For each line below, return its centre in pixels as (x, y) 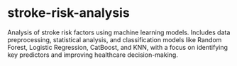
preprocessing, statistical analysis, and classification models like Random (115, 39)
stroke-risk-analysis (68, 13)
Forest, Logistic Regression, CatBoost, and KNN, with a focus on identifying (118, 47)
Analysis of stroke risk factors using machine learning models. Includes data (119, 32)
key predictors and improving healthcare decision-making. (93, 55)
